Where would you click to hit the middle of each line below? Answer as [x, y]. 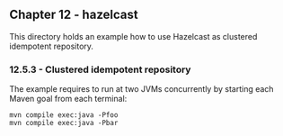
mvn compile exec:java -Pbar [64, 123]
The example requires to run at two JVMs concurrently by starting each [141, 89]
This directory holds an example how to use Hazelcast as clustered [133, 36]
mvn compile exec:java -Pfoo [64, 115]
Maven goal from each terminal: [68, 99]
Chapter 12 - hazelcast [74, 15]
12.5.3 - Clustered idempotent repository [100, 69]
